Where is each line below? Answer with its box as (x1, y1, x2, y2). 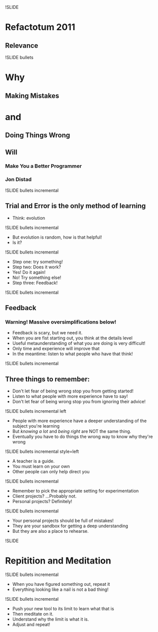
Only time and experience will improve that (12, 346, 100, 352)
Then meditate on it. (12, 611, 53, 617)
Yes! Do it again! (12, 269, 46, 275)
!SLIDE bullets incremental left (5, 408, 66, 414)
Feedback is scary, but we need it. (12, 330, 83, 336)
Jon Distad (5, 176, 32, 183)
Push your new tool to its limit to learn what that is (12, 606, 114, 612)
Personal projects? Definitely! (12, 499, 73, 505)
